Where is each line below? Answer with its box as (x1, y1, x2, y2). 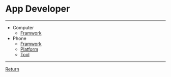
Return (5, 66, 19, 72)
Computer (12, 24, 34, 30)
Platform (20, 46, 38, 52)
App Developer (5, 3, 70, 15)
